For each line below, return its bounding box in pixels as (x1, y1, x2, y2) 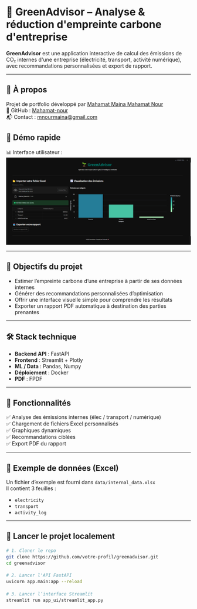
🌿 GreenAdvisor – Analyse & (6, 5, 145, 19)
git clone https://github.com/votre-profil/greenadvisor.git (6, 554, 159, 560)
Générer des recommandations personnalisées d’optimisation (14, 289, 163, 297)
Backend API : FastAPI (14, 350, 69, 358)
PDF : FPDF (14, 375, 43, 382)
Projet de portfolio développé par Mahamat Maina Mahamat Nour (6, 100, 164, 108)
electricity (14, 497, 44, 504)
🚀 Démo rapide (6, 132, 61, 143)
